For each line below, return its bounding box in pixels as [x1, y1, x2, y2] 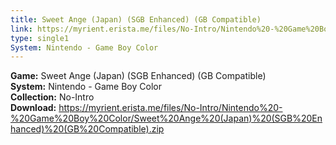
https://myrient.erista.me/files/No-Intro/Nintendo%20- [58, 102, 283, 114]
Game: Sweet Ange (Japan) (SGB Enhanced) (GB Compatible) [10, 70, 267, 82]
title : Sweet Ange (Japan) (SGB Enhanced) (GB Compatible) [10, 14, 262, 25]
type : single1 [10, 33, 70, 43]
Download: [10, 102, 57, 114]
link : [10, 24, 33, 34]
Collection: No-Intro [10, 91, 95, 103]
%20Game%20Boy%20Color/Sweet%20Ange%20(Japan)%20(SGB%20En [10, 112, 323, 125]
